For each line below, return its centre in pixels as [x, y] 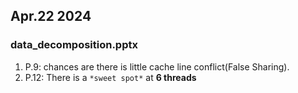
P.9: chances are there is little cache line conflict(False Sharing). [157, 66]
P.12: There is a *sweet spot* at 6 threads [110, 77]
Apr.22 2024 [51, 16]
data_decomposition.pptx [74, 45]
